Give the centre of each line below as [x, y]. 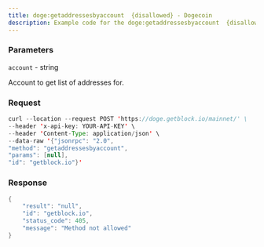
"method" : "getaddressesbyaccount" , [68, 148]
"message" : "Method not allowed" [77, 228]
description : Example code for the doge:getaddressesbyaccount [114, 23]
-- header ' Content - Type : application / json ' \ [84, 133]
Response [27, 183]
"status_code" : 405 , [56, 221]
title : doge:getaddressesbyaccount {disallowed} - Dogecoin [110, 15]
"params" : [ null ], [38, 155]
